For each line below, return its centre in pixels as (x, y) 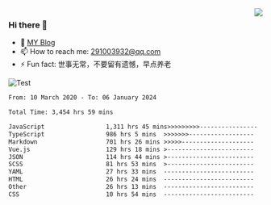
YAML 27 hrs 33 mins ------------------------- (131, 172)
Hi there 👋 (28, 25)
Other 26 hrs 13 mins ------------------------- (131, 187)
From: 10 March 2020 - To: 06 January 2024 (83, 98)
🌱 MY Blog (38, 43)
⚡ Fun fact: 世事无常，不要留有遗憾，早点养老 (96, 65)
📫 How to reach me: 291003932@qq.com (90, 52)
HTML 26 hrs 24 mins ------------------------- (131, 180)
